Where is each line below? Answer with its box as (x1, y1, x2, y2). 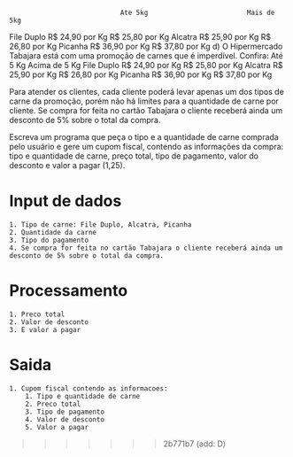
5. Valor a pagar (25, 422, 89, 431)
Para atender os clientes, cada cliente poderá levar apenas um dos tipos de (9, 87, 285, 97)
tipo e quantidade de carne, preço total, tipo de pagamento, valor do (9, 151, 259, 161)
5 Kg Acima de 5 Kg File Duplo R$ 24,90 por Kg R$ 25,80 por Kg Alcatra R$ (9, 60, 283, 70)
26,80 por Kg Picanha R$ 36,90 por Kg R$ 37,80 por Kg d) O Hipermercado (9, 41, 283, 51)
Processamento (9, 281, 128, 301)
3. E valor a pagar (9, 325, 81, 334)
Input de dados (9, 191, 122, 212)
